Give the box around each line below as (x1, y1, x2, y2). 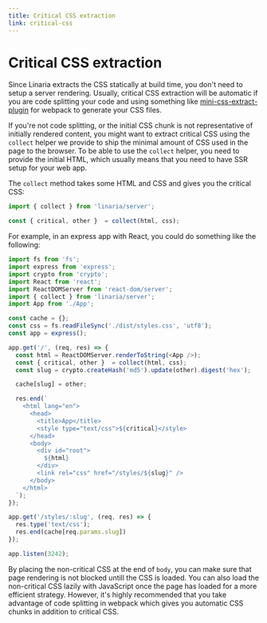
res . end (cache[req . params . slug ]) (15, 528, 127, 536)
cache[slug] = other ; (15, 380, 88, 388)
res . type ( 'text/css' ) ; (15, 521, 91, 529)
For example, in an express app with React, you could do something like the (8, 232, 257, 241)
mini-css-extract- (199, 97, 258, 106)
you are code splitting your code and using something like (8, 97, 198, 106)
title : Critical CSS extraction (8, 11, 116, 20)
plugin (8, 105, 29, 115)
